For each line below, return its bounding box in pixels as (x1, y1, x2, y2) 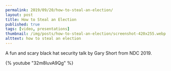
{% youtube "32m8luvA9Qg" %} (5, 60, 74, 66)
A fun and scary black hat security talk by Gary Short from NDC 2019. (5, 50, 152, 56)
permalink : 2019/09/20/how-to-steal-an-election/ (5, 7, 114, 13)
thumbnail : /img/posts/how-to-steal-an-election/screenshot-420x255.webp (5, 31, 166, 36)
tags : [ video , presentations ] (5, 27, 70, 32)
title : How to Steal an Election (5, 17, 77, 22)
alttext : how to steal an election (5, 36, 81, 41)
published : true (5, 21, 40, 27)
